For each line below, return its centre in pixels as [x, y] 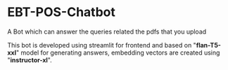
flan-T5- [209, 45]
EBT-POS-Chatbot [62, 12]
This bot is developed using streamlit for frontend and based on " [102, 45]
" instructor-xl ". [30, 59]
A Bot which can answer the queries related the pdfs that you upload [107, 31]
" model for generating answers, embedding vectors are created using [118, 52]
